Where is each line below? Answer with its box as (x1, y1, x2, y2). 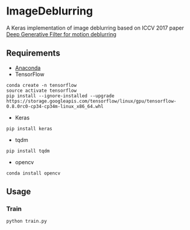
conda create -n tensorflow (6, 82, 77, 88)
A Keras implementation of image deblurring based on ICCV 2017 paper (6, 24, 184, 31)
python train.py (6, 219, 47, 225)
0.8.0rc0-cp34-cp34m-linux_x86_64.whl (6, 103, 104, 109)
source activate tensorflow (6, 88, 77, 94)
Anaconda (14, 64, 41, 71)
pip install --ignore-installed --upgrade (6, 92, 115, 99)
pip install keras (6, 126, 52, 132)
